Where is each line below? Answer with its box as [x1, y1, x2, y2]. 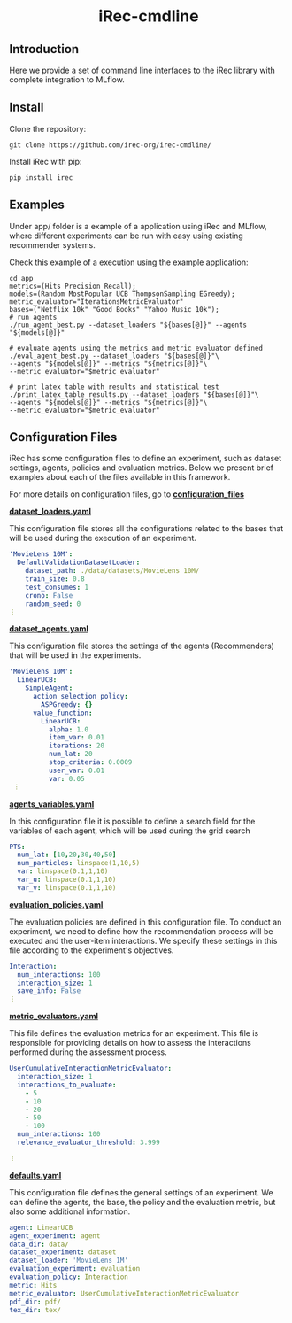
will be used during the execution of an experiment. [9, 533, 197, 544]
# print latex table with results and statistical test [9, 383, 219, 391]
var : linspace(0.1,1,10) [17, 867, 109, 876]
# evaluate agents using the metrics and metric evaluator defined [9, 344, 264, 352]
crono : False [25, 591, 73, 600]
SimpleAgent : [25, 684, 73, 692]
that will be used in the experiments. [9, 650, 142, 661]
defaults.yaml [9, 1170, 62, 1180]
